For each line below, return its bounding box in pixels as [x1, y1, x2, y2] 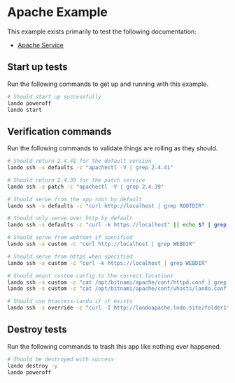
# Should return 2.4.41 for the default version [7, 158, 152, 165]
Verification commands [7, 125, 112, 137]
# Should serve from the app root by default [7, 196, 142, 203]
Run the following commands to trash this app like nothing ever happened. [7, 342, 222, 350]
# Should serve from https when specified [7, 253, 133, 260]
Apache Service [17, 41, 64, 49]
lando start [7, 106, 42, 113]
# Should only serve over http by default [7, 215, 133, 222]
